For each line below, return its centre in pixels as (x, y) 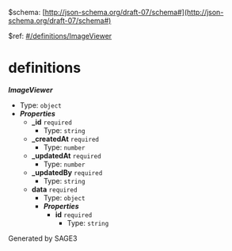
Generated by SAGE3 (43, 238)
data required (54, 189)
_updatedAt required (66, 155)
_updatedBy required (67, 172)
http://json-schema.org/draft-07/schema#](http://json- (134, 12)
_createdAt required (65, 139)
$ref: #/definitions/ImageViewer (60, 36)
